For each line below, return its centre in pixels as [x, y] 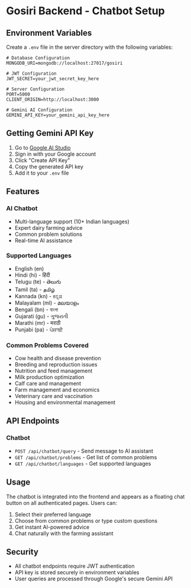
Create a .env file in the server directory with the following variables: [90, 47]
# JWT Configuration [32, 74]
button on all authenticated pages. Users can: [61, 502]
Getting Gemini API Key [50, 133]
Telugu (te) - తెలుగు [38, 282]
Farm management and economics [57, 390]
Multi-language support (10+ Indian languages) [72, 222]
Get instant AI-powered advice [52, 527]
